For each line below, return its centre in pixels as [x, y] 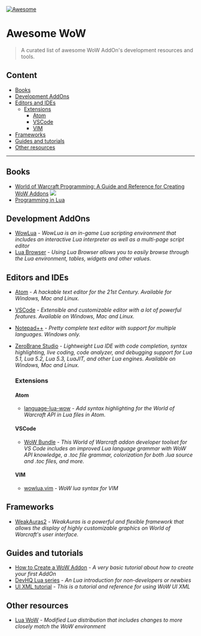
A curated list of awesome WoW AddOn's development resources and [107, 50]
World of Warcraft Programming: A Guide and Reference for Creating [100, 186]
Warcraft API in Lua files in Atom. [65, 415]
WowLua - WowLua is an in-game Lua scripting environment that [95, 233]
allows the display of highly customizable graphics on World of [93, 528]
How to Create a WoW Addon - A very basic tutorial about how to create [104, 568]
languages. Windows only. [48, 335]
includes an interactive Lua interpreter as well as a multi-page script [99, 240]
